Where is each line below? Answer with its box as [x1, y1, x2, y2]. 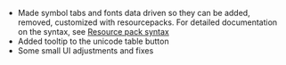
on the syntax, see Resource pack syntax [17, 27, 169, 37]
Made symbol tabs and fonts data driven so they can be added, [17, 8, 251, 18]
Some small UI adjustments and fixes [17, 45, 154, 56]
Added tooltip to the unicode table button [17, 36, 169, 46]
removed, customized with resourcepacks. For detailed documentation [17, 17, 278, 28]
